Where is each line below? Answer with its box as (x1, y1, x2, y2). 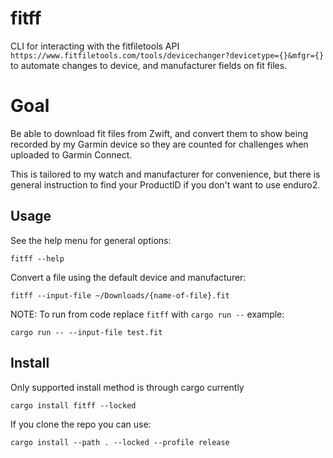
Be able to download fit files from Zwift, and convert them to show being (10, 127, 309, 139)
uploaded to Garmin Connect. (10, 148, 133, 161)
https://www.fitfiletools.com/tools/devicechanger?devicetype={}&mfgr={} (10, 50, 325, 61)
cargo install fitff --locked (10, 400, 137, 411)
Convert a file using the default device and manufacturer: (10, 271, 247, 283)
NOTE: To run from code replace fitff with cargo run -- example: (10, 308, 285, 320)
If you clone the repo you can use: (10, 418, 152, 430)
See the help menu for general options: (10, 234, 172, 246)
